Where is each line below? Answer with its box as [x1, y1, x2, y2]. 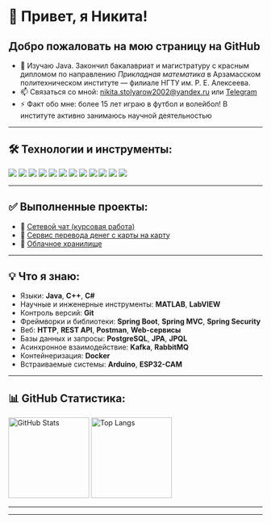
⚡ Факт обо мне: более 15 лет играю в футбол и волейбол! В [19, 99, 228, 108]
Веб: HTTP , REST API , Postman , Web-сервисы [19, 325, 181, 335]
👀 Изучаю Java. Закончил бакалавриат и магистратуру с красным [19, 61, 250, 70]
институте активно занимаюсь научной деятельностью [19, 111, 212, 120]
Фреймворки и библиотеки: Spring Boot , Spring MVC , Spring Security [19, 316, 261, 326]
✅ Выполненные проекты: [8, 200, 148, 214]
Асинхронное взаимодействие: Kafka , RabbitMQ [19, 342, 190, 352]
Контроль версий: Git [19, 308, 94, 318]
